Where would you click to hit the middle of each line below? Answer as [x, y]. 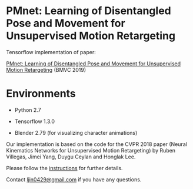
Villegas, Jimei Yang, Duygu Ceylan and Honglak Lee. [71, 157]
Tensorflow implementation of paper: [51, 52]
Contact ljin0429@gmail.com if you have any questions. [74, 179]
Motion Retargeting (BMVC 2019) [46, 69]
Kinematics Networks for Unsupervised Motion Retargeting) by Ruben [91, 150]
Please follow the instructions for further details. [64, 168]
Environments [41, 94]
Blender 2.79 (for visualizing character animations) [76, 132]
